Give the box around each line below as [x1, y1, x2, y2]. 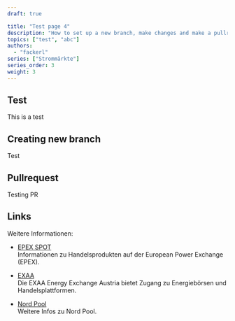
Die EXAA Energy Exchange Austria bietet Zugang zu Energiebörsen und [17, 278, 227, 287]
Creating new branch [7, 133, 101, 145]
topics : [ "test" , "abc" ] [7, 36, 80, 43]
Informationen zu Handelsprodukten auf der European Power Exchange [17, 250, 224, 259]
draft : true [7, 10, 42, 17]
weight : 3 [7, 68, 36, 76]
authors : [7, 43, 33, 50]
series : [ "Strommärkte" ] [7, 55, 80, 63]
